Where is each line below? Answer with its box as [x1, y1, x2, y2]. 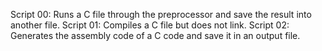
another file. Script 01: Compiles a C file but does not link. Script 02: [10, 19, 290, 31]
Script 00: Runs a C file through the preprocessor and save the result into [10, 9, 312, 20]
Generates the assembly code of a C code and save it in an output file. [10, 30, 301, 41]
